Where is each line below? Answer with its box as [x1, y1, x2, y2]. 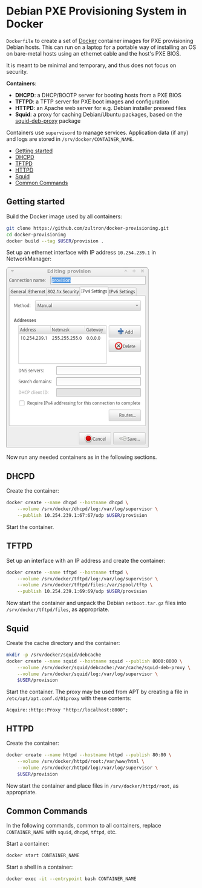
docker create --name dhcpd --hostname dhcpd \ [6, 500, 129, 506]
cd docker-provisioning [6, 232, 67, 238]
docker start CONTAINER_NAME [6, 852, 80, 859]
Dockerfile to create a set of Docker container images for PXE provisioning [6, 37, 194, 44]
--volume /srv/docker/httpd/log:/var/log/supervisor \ [17, 765, 158, 771]
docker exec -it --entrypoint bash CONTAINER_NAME [6, 876, 137, 882]
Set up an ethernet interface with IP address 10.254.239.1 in [6, 249, 156, 256]
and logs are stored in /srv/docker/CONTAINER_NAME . [6, 135, 134, 143]
